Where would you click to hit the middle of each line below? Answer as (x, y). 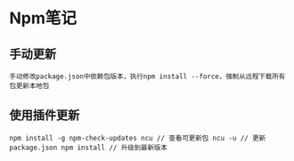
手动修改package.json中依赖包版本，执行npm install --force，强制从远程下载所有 (147, 76)
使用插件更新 (45, 115)
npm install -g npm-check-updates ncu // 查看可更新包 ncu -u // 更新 (138, 138)
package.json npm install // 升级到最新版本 (88, 148)
